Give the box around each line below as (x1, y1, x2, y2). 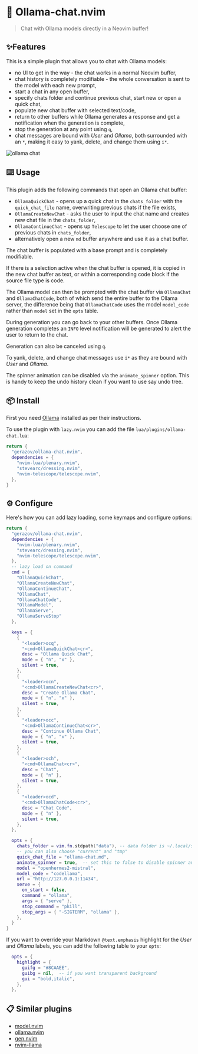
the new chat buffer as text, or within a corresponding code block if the (6, 270, 179, 278)
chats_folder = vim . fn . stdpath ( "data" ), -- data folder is (16, 843, 165, 849)
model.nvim (14, 1023, 44, 1030)
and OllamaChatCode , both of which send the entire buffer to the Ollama (6, 295, 178, 302)
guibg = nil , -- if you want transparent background (21, 970, 157, 976)
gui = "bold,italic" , (21, 975, 75, 982)
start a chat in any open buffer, (14, 88, 90, 95)
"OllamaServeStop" (16, 614, 62, 619)
